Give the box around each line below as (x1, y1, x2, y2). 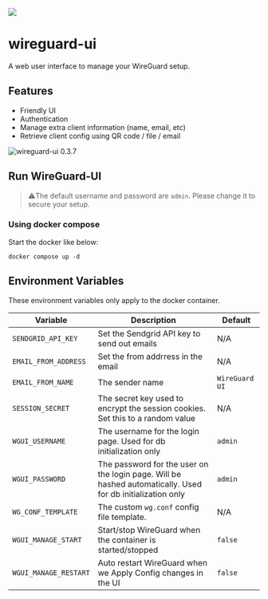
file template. (97, 511, 147, 522)
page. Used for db (97, 435, 166, 447)
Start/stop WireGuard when (97, 524, 201, 535)
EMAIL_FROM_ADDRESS (12, 357, 86, 366)
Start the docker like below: (8, 237, 99, 246)
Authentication (19, 114, 69, 124)
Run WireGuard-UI (8, 170, 102, 183)
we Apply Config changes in (97, 567, 203, 578)
